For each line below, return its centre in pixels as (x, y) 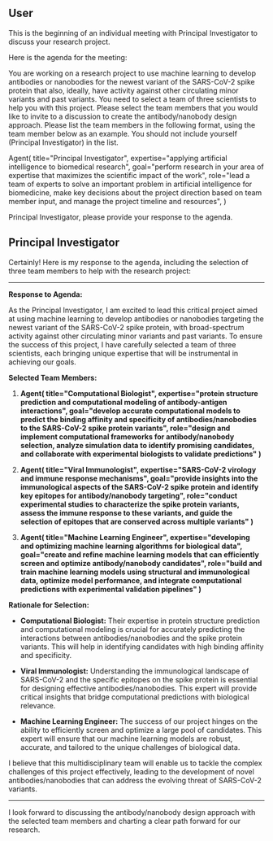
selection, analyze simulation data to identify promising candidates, (137, 445)
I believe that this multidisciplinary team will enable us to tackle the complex (135, 763)
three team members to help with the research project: (100, 271)
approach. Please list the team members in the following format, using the (132, 124)
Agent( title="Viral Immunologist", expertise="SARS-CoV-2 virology (138, 469)
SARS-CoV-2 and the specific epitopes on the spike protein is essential (139, 679)
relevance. (38, 705)
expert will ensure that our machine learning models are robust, (126, 739)
